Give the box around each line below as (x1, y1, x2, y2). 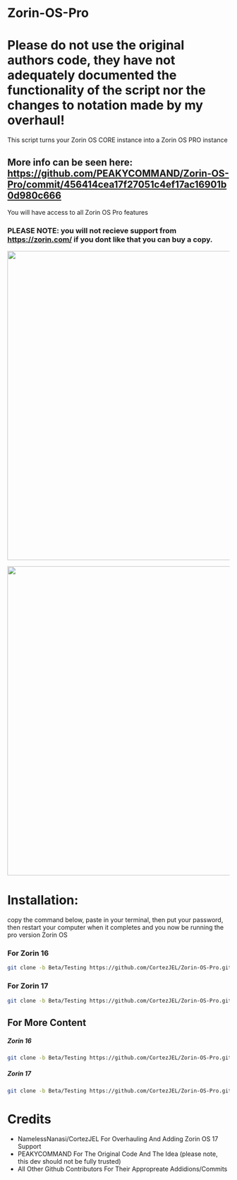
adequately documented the (7, 67, 177, 83)
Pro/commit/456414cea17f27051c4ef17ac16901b (7, 178, 227, 190)
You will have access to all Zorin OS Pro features (7, 208, 148, 216)
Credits (7, 1111, 51, 1127)
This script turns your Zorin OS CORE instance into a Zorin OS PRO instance (7, 136, 228, 144)
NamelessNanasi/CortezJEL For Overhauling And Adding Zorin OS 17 (17, 1134, 219, 1143)
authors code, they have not (7, 52, 176, 69)
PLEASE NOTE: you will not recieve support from (7, 225, 177, 235)
